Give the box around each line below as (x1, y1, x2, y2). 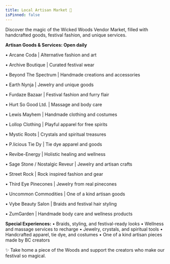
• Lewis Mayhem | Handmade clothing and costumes (5, 111, 118, 117)
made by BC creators (5, 237, 50, 243)
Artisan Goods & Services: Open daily (5, 42, 87, 48)
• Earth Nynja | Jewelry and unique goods (5, 82, 94, 88)
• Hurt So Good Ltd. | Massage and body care (5, 101, 102, 108)
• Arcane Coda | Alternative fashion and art (5, 52, 97, 58)
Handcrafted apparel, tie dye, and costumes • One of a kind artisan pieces (5, 231, 162, 237)
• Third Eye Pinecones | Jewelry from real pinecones (5, 180, 117, 187)
